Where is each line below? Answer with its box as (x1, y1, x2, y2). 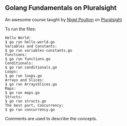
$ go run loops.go (5, 73, 42, 78)
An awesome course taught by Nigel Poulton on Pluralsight (5, 16, 122, 22)
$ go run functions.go (5, 56, 51, 61)
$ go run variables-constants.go (5, 48, 72, 53)
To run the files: (5, 26, 36, 32)
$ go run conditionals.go (5, 65, 57, 70)
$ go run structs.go (5, 98, 47, 103)
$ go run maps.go (5, 90, 40, 95)
